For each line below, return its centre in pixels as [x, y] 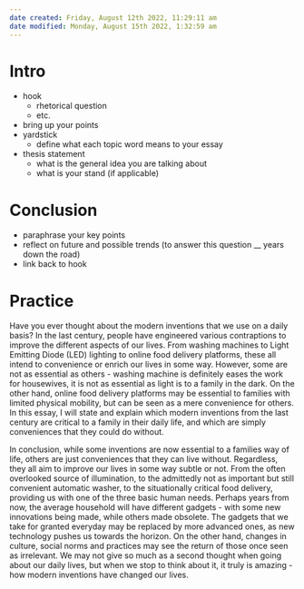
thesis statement [54, 154]
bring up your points [60, 125]
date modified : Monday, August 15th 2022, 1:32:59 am [113, 26]
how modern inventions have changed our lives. [99, 575]
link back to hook [55, 264]
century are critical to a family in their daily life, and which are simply [137, 422]
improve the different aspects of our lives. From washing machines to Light [149, 345]
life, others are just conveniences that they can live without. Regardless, [144, 459]
